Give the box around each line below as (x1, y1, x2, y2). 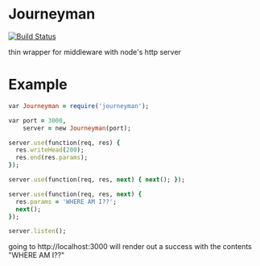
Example (8, 76, 68, 94)
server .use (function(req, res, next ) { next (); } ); (8, 176, 185, 184)
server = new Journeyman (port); (23, 124, 131, 132)
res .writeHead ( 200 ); (15, 146, 85, 154)
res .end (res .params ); (15, 154, 89, 162)
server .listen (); (8, 227, 67, 235)
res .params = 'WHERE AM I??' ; (15, 197, 117, 206)
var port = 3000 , (8, 116, 67, 125)
